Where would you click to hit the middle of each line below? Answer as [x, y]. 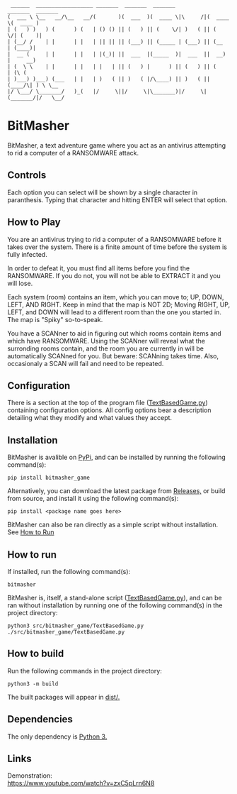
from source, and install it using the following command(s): [93, 499]
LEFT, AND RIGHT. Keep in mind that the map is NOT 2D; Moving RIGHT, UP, [119, 304]
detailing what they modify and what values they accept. [89, 418]
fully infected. [27, 254]
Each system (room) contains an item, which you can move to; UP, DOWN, [116, 297]
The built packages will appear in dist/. [64, 697]
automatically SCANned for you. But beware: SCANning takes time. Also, [113, 355]
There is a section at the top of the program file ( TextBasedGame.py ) [108, 403]
